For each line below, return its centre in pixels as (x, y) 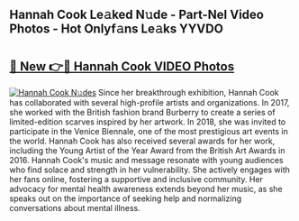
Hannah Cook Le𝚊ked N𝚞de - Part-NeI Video (136, 15)
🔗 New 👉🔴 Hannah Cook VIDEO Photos (122, 66)
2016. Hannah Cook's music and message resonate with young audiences (146, 160)
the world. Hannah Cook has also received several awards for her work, (142, 141)
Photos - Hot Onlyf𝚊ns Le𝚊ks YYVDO (116, 29)
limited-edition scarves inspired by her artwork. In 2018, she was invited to (148, 122)
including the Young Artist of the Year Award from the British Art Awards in (147, 151)
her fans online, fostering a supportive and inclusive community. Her (136, 179)
